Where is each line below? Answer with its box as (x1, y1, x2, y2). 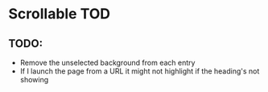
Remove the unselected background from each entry (19, 58, 196, 67)
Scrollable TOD (8, 5, 111, 23)
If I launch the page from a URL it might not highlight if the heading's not (19, 66, 260, 76)
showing (19, 75, 49, 84)
